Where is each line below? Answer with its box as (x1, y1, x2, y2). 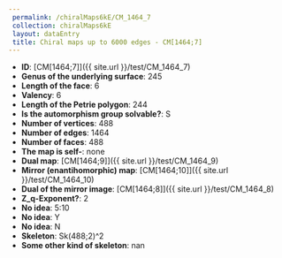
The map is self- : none (20, 147, 105, 157)
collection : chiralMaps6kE (11, 21, 112, 30)
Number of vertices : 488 (20, 118, 114, 129)
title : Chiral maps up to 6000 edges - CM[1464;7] (11, 37, 202, 47)
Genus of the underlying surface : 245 (20, 72, 163, 82)
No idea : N (20, 222, 61, 232)
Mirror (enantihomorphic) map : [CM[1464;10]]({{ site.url (20, 165, 229, 176)
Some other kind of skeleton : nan (20, 240, 145, 251)
